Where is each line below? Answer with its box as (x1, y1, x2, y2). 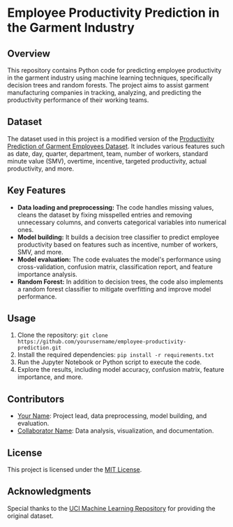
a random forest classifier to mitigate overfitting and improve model (17, 284, 211, 293)
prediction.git (17, 345, 62, 352)
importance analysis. (17, 270, 78, 278)
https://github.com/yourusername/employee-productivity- (17, 338, 187, 345)
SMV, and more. (17, 247, 64, 256)
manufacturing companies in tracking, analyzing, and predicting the (7, 89, 202, 96)
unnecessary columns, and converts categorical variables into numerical (17, 218, 227, 226)
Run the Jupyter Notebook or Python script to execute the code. (17, 358, 202, 366)
